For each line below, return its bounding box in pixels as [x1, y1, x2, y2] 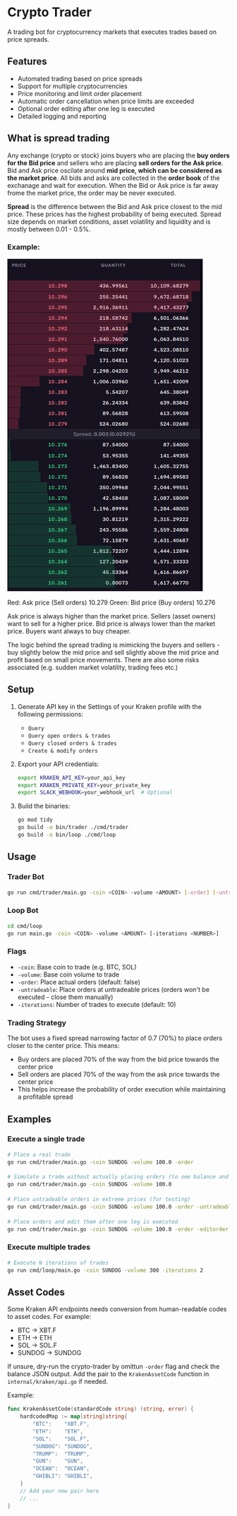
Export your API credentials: [17, 760, 99, 768]
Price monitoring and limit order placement [17, 89, 142, 97]
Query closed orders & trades [28, 739, 118, 747]
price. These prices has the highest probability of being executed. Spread [7, 210, 221, 218]
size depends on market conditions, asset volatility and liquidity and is [7, 217, 211, 226]
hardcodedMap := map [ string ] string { [20, 1413, 128, 1420]
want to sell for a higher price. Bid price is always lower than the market [7, 619, 216, 628]
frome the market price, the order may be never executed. [7, 189, 176, 197]
